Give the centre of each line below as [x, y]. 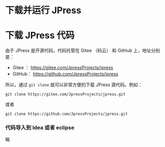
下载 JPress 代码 [40, 35]
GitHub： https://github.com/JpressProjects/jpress [65, 74]
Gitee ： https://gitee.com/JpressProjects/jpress [63, 68]
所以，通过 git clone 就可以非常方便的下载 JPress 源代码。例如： [74, 85]
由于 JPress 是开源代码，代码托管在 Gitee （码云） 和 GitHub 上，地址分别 [83, 51]
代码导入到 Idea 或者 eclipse [40, 128]
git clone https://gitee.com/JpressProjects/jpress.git [65, 94]
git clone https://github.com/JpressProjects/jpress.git [67, 114]
